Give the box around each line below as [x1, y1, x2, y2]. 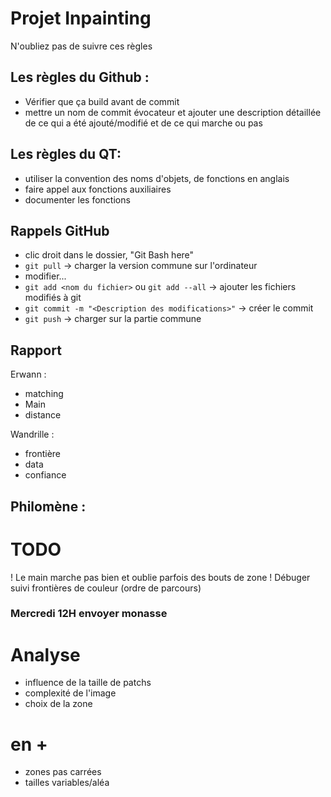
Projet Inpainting [10, 7, 152, 30]
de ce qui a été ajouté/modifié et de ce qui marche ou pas [24, 117, 263, 129]
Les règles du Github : [10, 69, 150, 86]
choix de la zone [24, 698, 93, 710]
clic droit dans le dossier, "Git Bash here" [24, 249, 195, 261]
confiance [24, 469, 67, 481]
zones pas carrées [24, 766, 102, 778]
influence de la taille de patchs [24, 677, 152, 689]
